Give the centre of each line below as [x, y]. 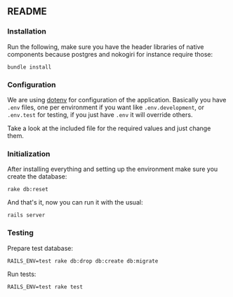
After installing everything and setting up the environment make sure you [113, 169]
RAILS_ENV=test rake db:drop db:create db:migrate [83, 261]
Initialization [29, 153]
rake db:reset [28, 189]
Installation [27, 32]
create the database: [37, 177]
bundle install [29, 67]
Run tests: [22, 274]
